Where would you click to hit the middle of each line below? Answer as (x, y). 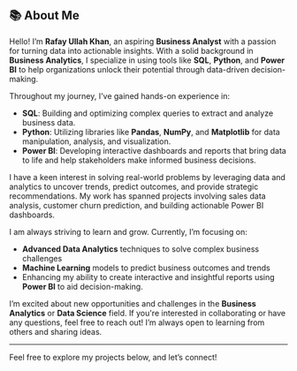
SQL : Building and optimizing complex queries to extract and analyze (148, 113)
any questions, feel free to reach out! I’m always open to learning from (137, 322)
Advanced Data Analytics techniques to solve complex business (140, 249)
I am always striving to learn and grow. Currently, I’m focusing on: (128, 231)
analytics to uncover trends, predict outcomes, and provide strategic (134, 186)
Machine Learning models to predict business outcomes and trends (146, 268)
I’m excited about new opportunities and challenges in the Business (133, 303)
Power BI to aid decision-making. (82, 286)
